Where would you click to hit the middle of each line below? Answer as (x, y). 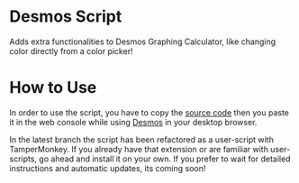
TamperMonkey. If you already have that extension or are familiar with (139, 149)
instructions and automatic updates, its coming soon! (108, 168)
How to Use (53, 88)
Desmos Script (66, 17)
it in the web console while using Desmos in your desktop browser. (133, 122)
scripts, (23, 159)
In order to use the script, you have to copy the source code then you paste (149, 112)
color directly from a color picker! (71, 50)
